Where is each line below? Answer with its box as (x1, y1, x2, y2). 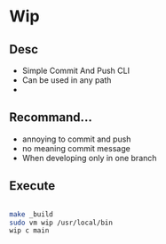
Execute (9, 178, 56, 193)
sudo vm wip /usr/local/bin (9, 218, 114, 227)
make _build (9, 209, 53, 219)
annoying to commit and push (21, 134, 131, 144)
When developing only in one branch (21, 152, 157, 163)
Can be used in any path (21, 75, 112, 85)
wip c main (9, 226, 50, 235)
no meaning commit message (21, 142, 130, 153)
